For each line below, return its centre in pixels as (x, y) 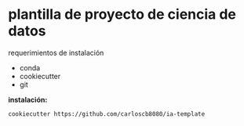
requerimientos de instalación (56, 52)
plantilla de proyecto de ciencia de (122, 14)
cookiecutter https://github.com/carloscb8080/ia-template (107, 114)
